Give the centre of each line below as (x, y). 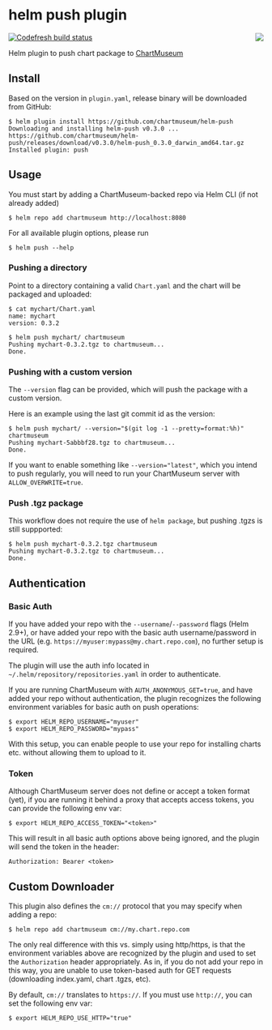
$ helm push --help (41, 248)
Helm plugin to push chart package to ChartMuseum (96, 53)
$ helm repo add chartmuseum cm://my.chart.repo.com (99, 930)
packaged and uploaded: (50, 294)
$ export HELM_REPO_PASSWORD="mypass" (74, 729)
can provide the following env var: (65, 809)
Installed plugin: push (49, 150)
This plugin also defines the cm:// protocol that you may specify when (125, 906)
